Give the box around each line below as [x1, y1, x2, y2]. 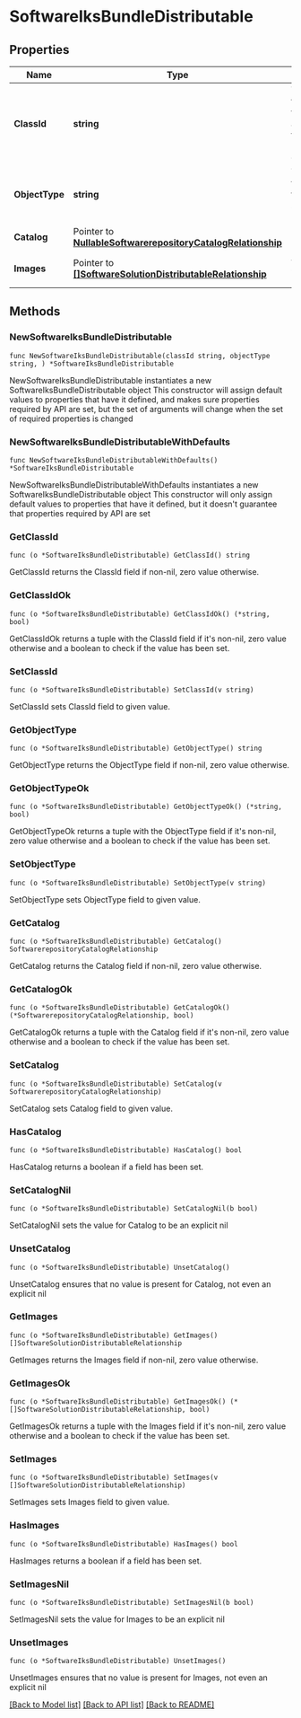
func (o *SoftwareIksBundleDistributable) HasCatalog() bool [9, 1145, 243, 1155]
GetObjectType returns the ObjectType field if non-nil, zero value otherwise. [9, 760, 289, 771]
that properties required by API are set [9, 507, 150, 518]
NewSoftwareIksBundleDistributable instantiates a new [9, 374, 212, 385]
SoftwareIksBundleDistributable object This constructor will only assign [9, 489, 273, 499]
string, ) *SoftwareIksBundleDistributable [9, 359, 175, 368]
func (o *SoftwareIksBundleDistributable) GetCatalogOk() [9, 1003, 230, 1012]
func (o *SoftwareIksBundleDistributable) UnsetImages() [9, 1657, 227, 1666]
